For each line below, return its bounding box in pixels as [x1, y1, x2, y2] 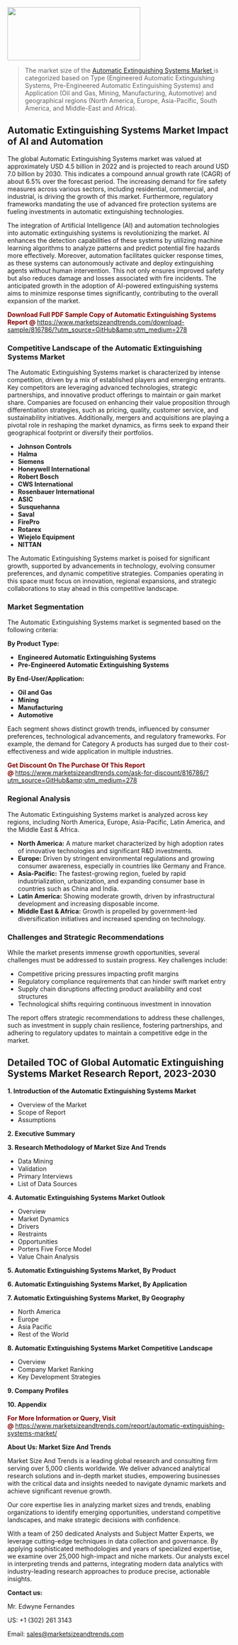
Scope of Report [17, 1108, 66, 1117]
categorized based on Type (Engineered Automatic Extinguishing [24, 74, 215, 82]
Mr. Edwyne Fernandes [7, 1602, 75, 1610]
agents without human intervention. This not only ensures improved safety [7, 266, 225, 275]
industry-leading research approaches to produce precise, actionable [7, 1567, 210, 1575]
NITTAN [17, 541, 42, 549]
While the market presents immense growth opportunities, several [7, 948, 200, 957]
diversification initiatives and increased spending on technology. [17, 914, 206, 923]
